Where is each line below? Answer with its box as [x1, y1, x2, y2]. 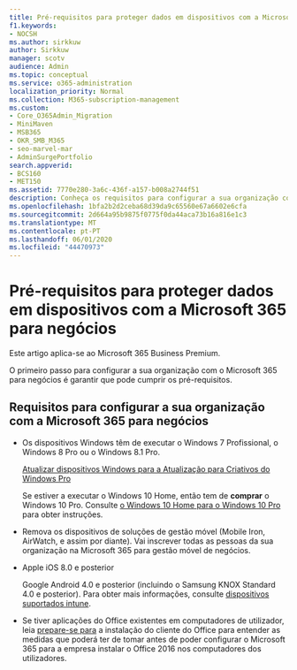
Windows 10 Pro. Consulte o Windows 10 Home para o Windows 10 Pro [21, 499, 281, 510]
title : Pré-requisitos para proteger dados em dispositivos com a [9, 12, 259, 22]
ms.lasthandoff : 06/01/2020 [9, 235, 113, 244]
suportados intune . [21, 598, 91, 608]
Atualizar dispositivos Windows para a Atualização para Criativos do [21, 463, 270, 474]
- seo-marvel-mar [9, 144, 73, 153]
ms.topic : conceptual [9, 71, 89, 80]
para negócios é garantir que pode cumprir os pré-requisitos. [9, 375, 232, 385]
